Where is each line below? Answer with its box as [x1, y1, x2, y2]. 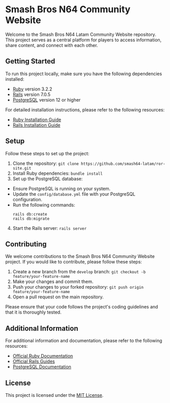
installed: [5, 76, 24, 82]
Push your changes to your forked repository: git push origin [12, 284, 144, 290]
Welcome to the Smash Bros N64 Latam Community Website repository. [5, 31, 156, 37]
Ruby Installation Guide [12, 116, 62, 123]
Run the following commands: [12, 202, 75, 208]
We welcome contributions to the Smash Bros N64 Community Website [5, 253, 155, 259]
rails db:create [12, 211, 47, 217]
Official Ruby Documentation [12, 353, 73, 359]
